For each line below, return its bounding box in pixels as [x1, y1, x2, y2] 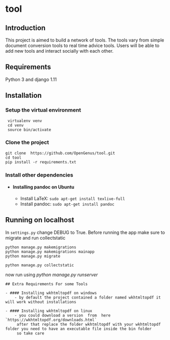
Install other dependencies [5, 171, 74, 178]
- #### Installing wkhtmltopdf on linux [5, 308, 93, 313]
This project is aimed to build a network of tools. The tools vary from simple [5, 37, 164, 43]
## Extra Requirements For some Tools [5, 281, 88, 287]
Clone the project [5, 139, 50, 146]
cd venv [7, 122, 24, 128]
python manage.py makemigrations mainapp [5, 249, 95, 254]
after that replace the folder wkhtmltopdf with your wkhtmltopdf [16, 322, 161, 327]
